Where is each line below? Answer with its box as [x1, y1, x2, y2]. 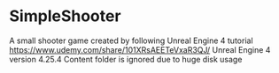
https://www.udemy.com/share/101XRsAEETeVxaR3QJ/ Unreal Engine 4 [9, 44, 271, 55]
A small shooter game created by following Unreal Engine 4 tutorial [9, 35, 254, 46]
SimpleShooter [9, 6, 121, 26]
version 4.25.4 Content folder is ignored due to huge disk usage [9, 54, 243, 64]
